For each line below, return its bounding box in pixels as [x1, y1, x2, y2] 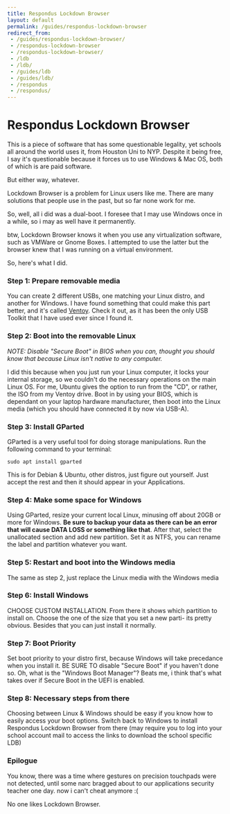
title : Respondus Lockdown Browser [7, 10, 110, 17]
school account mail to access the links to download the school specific [7, 732, 213, 740]
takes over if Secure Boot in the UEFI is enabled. [7, 676, 145, 684]
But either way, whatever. [7, 176, 80, 184]
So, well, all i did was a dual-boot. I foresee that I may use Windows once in [7, 210, 223, 218]
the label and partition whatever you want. [7, 540, 127, 549]
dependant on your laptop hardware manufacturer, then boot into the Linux [7, 397, 221, 405]
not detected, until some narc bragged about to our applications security [7, 779, 215, 787]
